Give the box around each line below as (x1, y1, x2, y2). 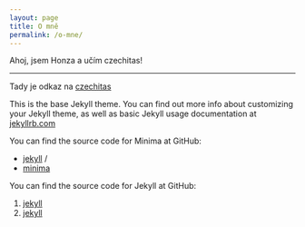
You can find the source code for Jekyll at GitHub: (9, 181, 197, 192)
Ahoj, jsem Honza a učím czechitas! (9, 55, 143, 66)
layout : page (9, 13, 59, 23)
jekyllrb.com (9, 118, 56, 129)
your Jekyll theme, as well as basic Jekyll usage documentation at (9, 108, 257, 119)
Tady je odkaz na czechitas (9, 81, 112, 92)
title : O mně (9, 22, 59, 31)
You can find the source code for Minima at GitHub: (9, 135, 202, 146)
